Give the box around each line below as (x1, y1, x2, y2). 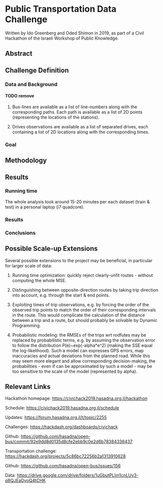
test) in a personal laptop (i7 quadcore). (5, 204, 84, 210)
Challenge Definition (5, 66, 69, 74)
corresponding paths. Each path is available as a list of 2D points (12, 109, 143, 115)
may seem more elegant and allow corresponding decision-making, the (12, 358, 156, 364)
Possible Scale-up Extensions (5, 244, 98, 253)
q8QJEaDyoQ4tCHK (5, 478, 46, 484)
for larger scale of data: (5, 263, 52, 268)
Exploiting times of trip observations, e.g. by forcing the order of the (12, 301, 149, 307)
